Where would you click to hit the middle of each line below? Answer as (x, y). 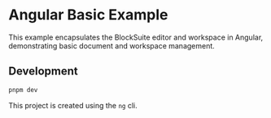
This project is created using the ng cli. (73, 105)
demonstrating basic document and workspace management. (112, 45)
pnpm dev (23, 90)
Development (44, 72)
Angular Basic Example (88, 15)
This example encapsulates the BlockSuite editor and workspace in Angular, (136, 37)
